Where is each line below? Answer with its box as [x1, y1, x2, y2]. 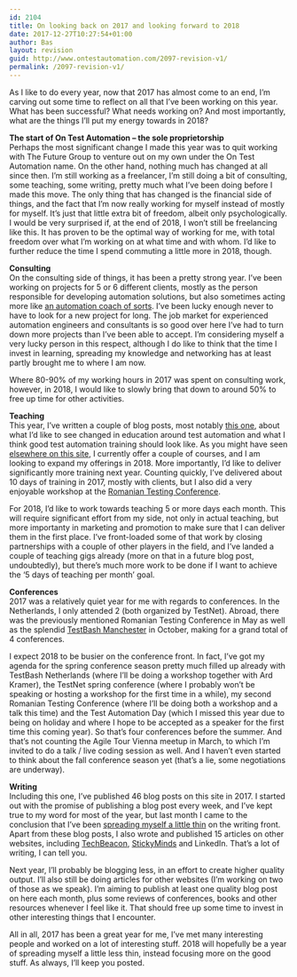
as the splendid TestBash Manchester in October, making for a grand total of [9, 624, 288, 635]
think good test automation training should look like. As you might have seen [9, 439, 288, 449]
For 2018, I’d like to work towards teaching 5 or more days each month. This [9, 503, 286, 513]
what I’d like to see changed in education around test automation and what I [9, 429, 285, 440]
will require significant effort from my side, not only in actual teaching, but [9, 512, 279, 523]
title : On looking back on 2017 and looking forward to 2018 [9, 21, 240, 30]
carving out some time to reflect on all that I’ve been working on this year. [9, 96, 278, 107]
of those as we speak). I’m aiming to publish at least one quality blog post [9, 883, 277, 894]
